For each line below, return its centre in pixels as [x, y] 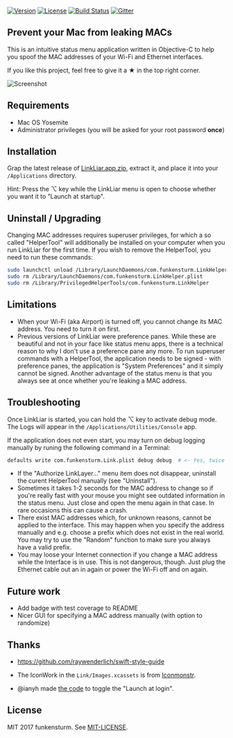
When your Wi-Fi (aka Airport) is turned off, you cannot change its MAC [120, 321]
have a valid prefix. [44, 547]
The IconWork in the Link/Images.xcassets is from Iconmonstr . [106, 675]
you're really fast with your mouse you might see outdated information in [121, 496]
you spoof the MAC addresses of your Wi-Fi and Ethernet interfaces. [105, 56]
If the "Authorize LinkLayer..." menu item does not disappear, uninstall [116, 474]
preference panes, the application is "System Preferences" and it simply [120, 366]
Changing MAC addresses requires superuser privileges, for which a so [109, 235]
